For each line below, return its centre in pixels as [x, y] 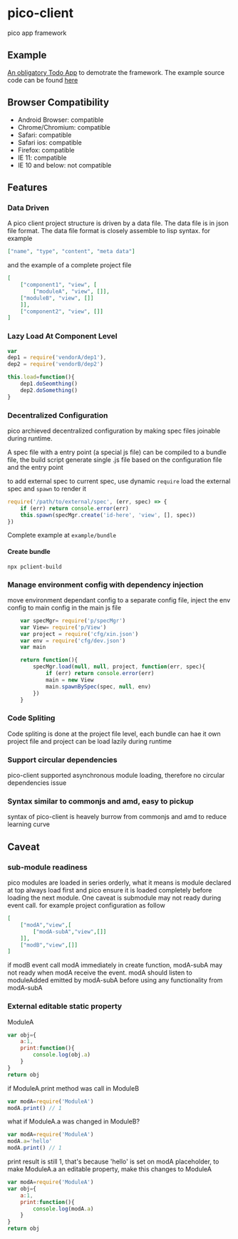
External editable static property [65, 1007]
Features [27, 187]
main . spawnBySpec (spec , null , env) [98, 687]
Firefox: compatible [46, 150]
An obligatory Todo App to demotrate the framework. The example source [116, 72]
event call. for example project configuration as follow [86, 905]
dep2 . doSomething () [49, 390]
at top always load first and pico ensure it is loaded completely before [110, 890]
